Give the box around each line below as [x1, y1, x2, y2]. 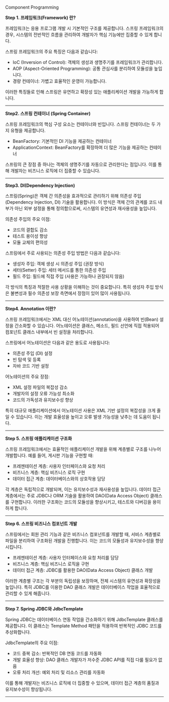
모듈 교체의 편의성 [12, 239, 48, 245]
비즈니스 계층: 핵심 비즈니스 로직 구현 [12, 470, 86, 475]
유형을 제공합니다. [10, 128, 46, 133]
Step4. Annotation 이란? [5, 306, 56, 311]
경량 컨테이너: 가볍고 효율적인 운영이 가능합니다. [12, 78, 107, 84]
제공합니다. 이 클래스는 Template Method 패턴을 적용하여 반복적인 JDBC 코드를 [5, 623, 162, 629]
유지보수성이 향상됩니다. [5, 686, 53, 692]
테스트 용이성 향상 [12, 233, 48, 239]
